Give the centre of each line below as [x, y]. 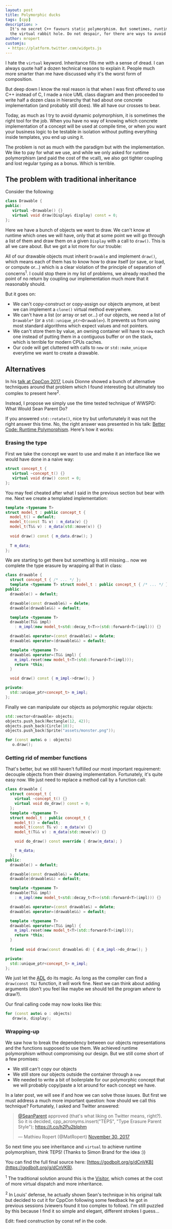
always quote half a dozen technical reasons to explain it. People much [80, 68]
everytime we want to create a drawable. [56, 353]
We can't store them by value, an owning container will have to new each [89, 331]
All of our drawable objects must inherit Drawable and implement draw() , [81, 256]
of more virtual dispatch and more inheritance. [54, 1184]
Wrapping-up [23, 1032]
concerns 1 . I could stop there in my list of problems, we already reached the [85, 273]
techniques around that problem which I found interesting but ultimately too [85, 387]
